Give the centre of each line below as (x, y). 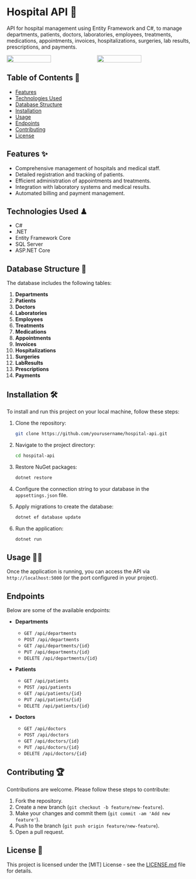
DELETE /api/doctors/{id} (55, 754)
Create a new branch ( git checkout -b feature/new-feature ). (90, 807)
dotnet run (28, 539)
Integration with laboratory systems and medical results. (83, 186)
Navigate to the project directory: (55, 444)
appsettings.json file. (41, 495)
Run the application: (39, 528)
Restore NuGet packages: (46, 467)
